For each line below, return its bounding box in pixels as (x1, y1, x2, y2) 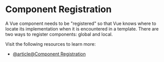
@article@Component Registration (12, 51, 86, 57)
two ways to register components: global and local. (5, 31, 113, 37)
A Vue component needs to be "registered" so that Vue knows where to (5, 20, 157, 26)
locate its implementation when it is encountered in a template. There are (5, 25, 159, 32)
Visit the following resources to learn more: (5, 41, 96, 47)
